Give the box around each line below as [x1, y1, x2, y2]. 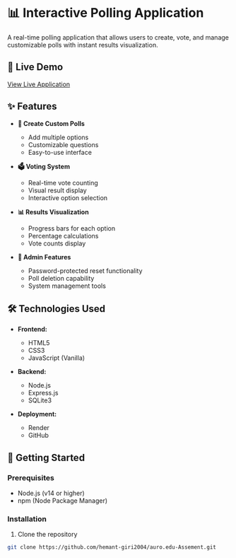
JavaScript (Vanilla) [28, 354, 85, 362]
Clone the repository [17, 530, 78, 539]
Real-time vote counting [28, 178, 99, 187]
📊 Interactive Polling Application [7, 5, 204, 21]
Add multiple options [28, 133, 89, 141]
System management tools [28, 281, 106, 290]
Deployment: [17, 410, 57, 419]
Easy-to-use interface [28, 148, 92, 156]
